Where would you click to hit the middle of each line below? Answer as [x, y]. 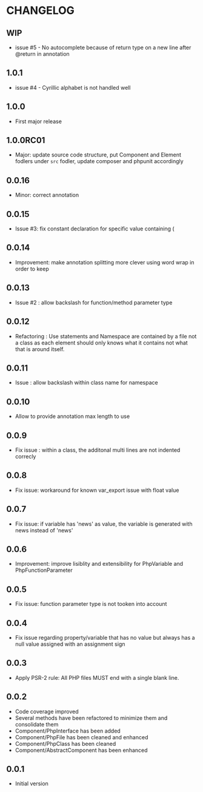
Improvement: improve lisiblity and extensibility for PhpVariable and [99, 564]
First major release [38, 121]
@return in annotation [42, 54]
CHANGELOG [40, 11]
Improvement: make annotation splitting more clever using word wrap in [105, 262]
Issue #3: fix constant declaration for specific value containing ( [95, 229]
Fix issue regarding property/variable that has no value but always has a [105, 638]
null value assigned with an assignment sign [70, 644]
